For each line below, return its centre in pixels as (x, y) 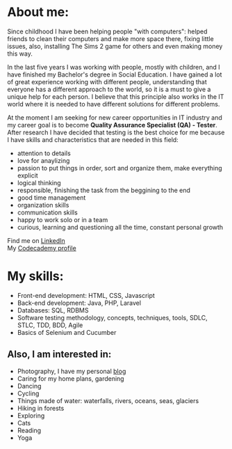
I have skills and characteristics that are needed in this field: (93, 139)
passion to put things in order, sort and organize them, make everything (119, 168)
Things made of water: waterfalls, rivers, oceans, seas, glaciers (108, 400)
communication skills (47, 212)
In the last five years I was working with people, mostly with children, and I (114, 67)
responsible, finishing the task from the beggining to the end (104, 190)
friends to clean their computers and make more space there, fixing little (110, 38)
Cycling (28, 393)
